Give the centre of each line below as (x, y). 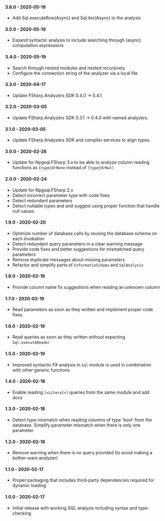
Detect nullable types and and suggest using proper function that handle (86, 206)
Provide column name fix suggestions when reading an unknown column (86, 287)
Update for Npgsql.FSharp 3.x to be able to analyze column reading (81, 162)
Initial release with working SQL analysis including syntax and (75, 508)
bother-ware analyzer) (35, 458)
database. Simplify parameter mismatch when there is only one (76, 425)
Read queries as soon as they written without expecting (69, 337)
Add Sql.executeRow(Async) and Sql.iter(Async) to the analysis (77, 18)
